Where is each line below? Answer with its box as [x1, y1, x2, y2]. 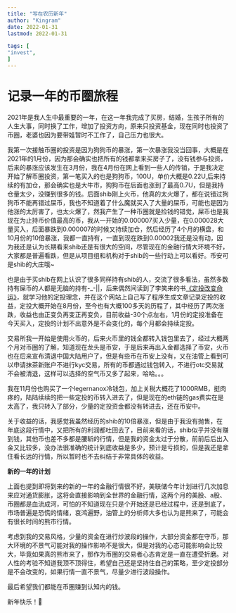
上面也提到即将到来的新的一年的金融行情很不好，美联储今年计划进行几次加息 [7, 482, 229, 490]
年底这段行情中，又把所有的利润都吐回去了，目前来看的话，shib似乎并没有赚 [7, 426, 229, 434]
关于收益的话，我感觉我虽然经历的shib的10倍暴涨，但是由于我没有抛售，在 [7, 416, 223, 425]
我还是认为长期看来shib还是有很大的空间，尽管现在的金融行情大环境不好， [13, 242, 229, 251]
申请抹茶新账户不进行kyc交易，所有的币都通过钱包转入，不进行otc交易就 [13, 360, 224, 369]
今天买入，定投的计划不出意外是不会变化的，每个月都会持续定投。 [7, 318, 198, 328]
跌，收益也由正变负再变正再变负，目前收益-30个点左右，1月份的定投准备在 [7, 310, 223, 318]
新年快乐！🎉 [7, 597, 43, 606]
